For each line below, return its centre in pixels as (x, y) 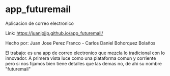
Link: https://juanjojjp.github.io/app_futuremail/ (54, 33)
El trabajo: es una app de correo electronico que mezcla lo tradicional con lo (85, 53)
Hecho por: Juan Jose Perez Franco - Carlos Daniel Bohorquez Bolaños (80, 43)
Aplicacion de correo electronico (39, 23)
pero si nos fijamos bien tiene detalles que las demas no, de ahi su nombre (83, 63)
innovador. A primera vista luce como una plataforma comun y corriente (81, 58)
